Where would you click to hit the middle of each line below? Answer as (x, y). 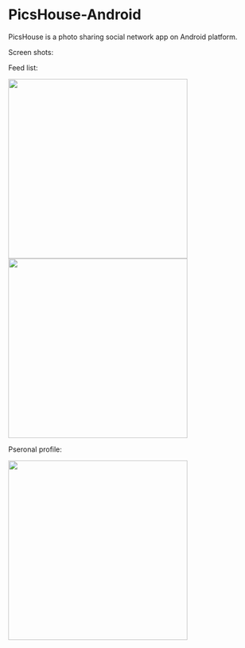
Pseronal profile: (35, 449)
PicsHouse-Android (75, 15)
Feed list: (23, 67)
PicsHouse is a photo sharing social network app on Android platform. (123, 37)
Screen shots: (31, 52)
